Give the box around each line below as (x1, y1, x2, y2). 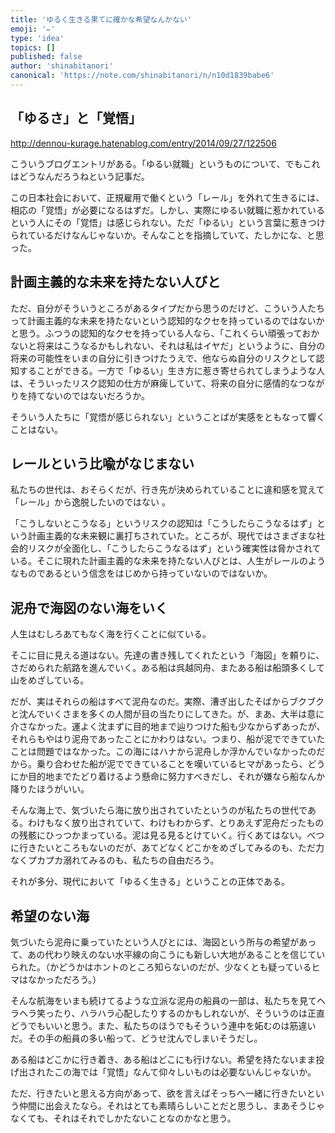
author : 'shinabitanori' (10, 61, 114, 71)
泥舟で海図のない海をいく (10, 599, 168, 616)
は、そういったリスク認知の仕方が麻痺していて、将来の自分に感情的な (10, 377, 299, 389)
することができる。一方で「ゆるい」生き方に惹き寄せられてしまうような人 (18, 364, 326, 376)
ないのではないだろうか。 (44, 389, 150, 401)
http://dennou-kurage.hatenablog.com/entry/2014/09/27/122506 (10, 137, 277, 149)
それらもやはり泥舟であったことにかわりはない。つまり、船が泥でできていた (10, 733, 326, 745)
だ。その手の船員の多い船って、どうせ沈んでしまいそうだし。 (10, 1032, 263, 1044)
